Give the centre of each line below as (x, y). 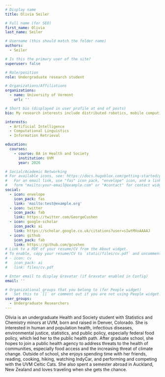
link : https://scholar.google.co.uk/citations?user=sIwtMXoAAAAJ (82, 231)
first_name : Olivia (25, 27)
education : (16, 145)
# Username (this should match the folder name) (56, 41)
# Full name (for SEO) (28, 23)
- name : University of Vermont (41, 95)
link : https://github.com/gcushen (49, 244)
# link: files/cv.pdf (29, 267)
